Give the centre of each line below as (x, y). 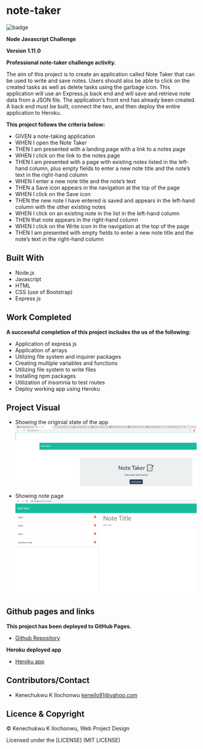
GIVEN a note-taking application (55, 136)
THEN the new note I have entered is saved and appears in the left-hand (105, 200)
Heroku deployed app (34, 649)
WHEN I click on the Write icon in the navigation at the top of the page (102, 226)
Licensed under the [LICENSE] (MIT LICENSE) (63, 740)
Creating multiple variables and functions (66, 363)
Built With (25, 258)
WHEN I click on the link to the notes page (67, 155)
